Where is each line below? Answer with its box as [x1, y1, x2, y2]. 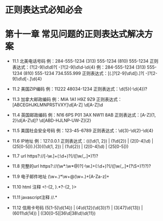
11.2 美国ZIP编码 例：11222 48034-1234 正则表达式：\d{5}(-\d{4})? [12, 86, 148, 92]
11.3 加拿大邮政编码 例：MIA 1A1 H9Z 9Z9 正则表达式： [12, 97, 122, 102]
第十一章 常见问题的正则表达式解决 [5, 29, 144, 40]
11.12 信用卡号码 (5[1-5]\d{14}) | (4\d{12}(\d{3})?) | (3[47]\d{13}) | [12, 205, 143, 211]
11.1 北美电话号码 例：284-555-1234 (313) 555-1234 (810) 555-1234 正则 [12, 58, 159, 64]
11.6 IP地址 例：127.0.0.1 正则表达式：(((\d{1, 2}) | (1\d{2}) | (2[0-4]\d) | [12, 138, 154, 144]
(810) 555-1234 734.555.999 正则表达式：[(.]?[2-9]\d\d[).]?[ [23, 71, 144, 76]
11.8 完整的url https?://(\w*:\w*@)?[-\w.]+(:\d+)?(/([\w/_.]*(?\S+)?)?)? [12, 163, 151, 169]
